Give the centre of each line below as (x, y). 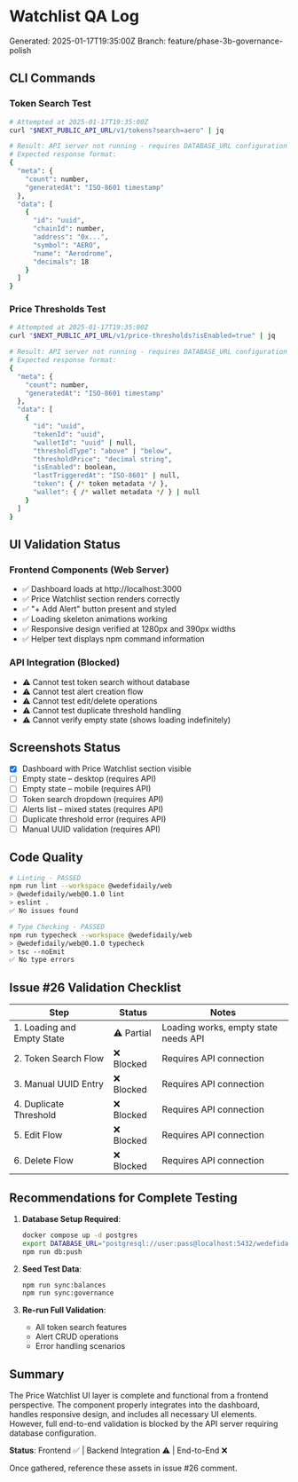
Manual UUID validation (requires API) (91, 829)
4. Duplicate (39, 1104)
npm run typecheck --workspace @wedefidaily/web (101, 935)
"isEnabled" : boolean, (74, 468)
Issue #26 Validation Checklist (95, 987)
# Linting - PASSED (45, 878)
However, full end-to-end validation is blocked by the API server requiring (144, 1424)
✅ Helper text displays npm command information (114, 639)
